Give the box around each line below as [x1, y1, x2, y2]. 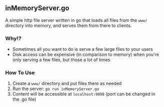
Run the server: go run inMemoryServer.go [12, 86, 99, 92]
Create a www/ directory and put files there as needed [12, 81, 122, 87]
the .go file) [12, 97, 36, 103]
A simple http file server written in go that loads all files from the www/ [5, 17, 147, 23]
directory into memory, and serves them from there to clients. [5, 22, 132, 28]
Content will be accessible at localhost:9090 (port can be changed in [12, 91, 155, 97]
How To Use [5, 69, 35, 76]
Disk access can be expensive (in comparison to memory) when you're [12, 52, 159, 58]
